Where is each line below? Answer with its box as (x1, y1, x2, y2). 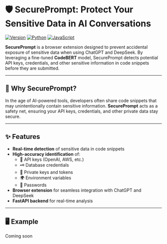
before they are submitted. (5, 65, 60, 71)
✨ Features (5, 132, 40, 141)
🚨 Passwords (19, 182, 47, 188)
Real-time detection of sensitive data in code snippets (12, 145, 125, 152)
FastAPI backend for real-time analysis (12, 198, 93, 204)
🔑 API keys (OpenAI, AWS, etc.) (19, 156, 84, 162)
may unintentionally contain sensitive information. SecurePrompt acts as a (5, 103, 158, 109)
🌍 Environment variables (19, 175, 72, 181)
